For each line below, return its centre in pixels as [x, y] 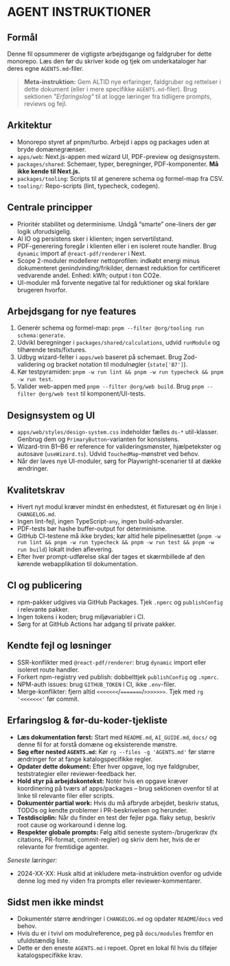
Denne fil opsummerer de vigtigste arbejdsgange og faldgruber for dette [110, 54]
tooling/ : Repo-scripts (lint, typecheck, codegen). [88, 186]
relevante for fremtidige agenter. [63, 846]
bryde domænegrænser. [51, 149]
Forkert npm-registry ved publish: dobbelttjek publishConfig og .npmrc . [118, 677]
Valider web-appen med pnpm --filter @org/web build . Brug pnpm [111, 387]
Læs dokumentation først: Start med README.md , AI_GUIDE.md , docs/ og [117, 737]
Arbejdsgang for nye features [72, 311]
